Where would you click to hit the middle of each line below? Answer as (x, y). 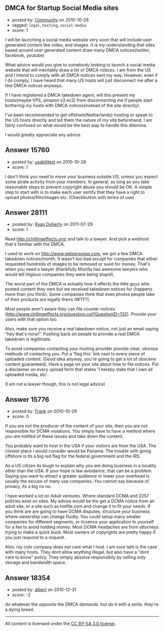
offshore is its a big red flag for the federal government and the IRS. (73, 456)
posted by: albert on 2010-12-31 (44, 590)
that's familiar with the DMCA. (35, 244)
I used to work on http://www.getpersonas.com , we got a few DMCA (74, 254)
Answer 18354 (28, 578)
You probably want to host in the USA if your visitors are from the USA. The (81, 446)
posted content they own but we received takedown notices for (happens (79, 289)
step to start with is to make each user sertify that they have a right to (75, 192)
